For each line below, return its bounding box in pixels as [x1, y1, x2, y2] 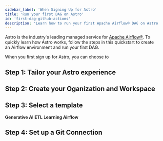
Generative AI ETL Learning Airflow [5, 114, 79, 120]
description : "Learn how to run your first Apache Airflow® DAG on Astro [5, 20, 159, 26]
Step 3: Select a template [5, 101, 83, 110]
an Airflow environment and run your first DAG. [5, 44, 100, 50]
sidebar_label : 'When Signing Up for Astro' [5, 7, 97, 12]
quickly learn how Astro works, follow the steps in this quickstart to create [5, 40, 154, 45]
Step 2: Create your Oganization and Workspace [5, 85, 155, 93]
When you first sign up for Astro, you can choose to [5, 54, 109, 60]
